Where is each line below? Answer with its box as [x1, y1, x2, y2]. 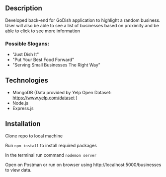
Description [5, 4, 42, 12]
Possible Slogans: [5, 40, 50, 47]
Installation [5, 119, 41, 128]
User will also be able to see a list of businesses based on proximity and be [5, 22, 159, 28]
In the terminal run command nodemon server [5, 152, 97, 158]
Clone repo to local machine [5, 133, 63, 139]
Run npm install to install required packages [5, 142, 97, 148]
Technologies [5, 76, 49, 85]
